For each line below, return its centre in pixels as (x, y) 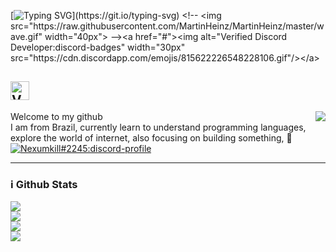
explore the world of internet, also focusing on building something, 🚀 (151, 137)
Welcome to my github (56, 116)
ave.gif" (26, 36)
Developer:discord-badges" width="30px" (98, 47)
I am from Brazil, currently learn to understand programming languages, (158, 127)
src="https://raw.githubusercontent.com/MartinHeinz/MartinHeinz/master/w (167, 26)
